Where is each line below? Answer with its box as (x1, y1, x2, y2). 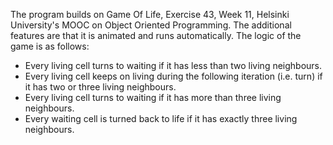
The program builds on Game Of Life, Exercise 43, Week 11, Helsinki (10, 9, 290, 20)
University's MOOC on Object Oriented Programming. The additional (10, 19, 292, 31)
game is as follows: (10, 40, 90, 52)
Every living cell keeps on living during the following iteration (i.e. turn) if (24, 70, 323, 82)
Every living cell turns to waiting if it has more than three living (24, 92, 282, 103)
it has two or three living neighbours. (24, 81, 177, 93)
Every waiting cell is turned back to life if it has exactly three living (24, 113, 298, 124)
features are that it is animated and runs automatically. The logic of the (10, 30, 302, 41)
